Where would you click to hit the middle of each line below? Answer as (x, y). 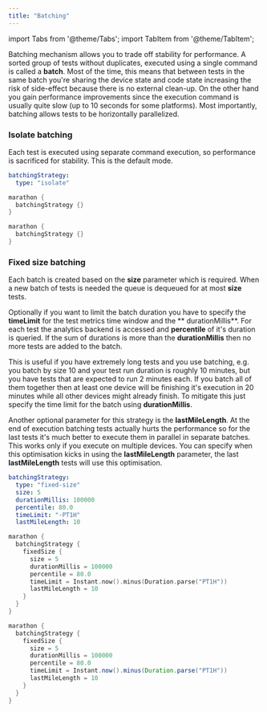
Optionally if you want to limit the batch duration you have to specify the (127, 312)
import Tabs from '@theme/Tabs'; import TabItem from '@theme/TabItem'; (131, 39)
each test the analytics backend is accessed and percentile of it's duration (132, 329)
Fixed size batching (47, 262)
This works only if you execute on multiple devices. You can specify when (130, 446)
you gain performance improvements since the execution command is (123, 96)
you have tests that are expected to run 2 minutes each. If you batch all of (130, 379)
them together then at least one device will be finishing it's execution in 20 (131, 388)
